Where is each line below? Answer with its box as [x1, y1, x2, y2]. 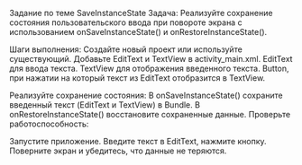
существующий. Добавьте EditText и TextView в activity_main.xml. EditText [9, 54, 293, 64]
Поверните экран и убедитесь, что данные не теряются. [9, 145, 227, 156]
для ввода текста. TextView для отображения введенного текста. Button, [9, 63, 290, 74]
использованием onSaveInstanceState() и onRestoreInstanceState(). [9, 27, 268, 37]
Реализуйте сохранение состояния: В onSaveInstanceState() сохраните [9, 90, 284, 100]
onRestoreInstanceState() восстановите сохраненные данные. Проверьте [9, 109, 291, 119]
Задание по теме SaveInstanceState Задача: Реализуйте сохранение [9, 8, 273, 18]
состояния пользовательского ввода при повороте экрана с [9, 17, 243, 28]
